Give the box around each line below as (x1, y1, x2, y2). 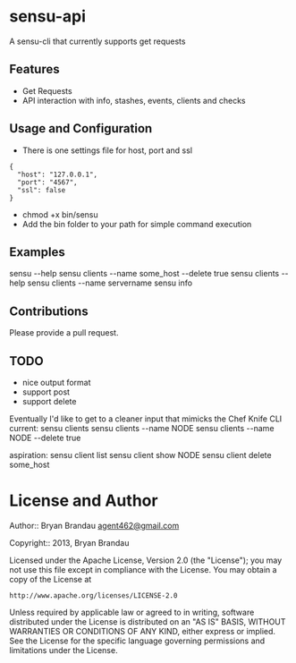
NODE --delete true (9, 432, 81, 443)
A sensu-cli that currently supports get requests (9, 36, 186, 47)
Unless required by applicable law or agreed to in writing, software (9, 607, 255, 617)
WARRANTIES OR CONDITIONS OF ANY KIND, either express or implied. (9, 625, 275, 636)
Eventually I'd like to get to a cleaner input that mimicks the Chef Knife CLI (9, 413, 283, 424)
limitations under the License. (9, 644, 118, 655)
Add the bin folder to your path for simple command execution (21, 218, 252, 229)
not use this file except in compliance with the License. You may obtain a (9, 564, 277, 574)
